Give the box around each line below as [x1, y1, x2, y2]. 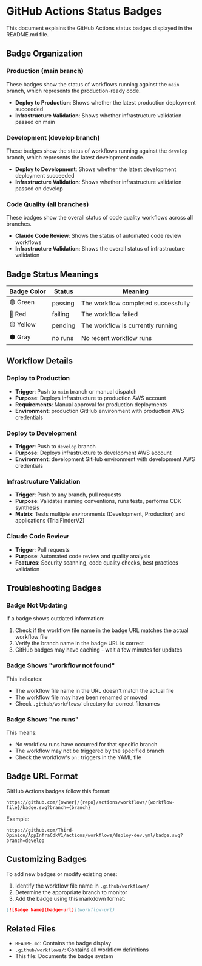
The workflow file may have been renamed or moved [15, 693, 147, 701]
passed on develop [15, 184, 63, 192]
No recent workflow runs [81, 333, 152, 342]
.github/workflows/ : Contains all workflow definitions [15, 946, 149, 953]
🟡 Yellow [9, 321, 36, 329]
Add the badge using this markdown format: [15, 895, 126, 902]
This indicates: [6, 675, 43, 683]
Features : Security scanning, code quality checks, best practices [15, 558, 179, 566]
